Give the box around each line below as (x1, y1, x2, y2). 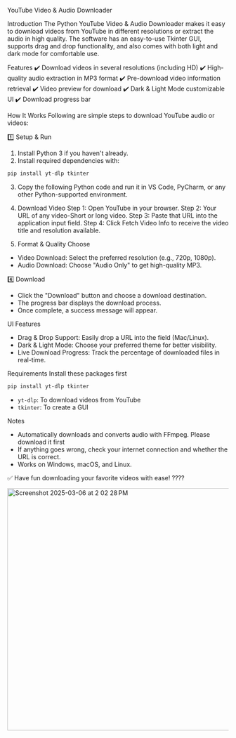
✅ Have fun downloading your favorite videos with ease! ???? (7, 473, 185, 482)
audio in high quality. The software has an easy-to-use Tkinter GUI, (7, 34, 202, 43)
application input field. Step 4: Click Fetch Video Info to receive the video (17, 218, 229, 227)
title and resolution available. (17, 226, 100, 235)
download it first (17, 437, 65, 446)
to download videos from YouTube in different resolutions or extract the (7, 27, 214, 35)
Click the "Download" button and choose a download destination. (17, 291, 207, 299)
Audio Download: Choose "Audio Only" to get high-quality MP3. (17, 261, 202, 269)
